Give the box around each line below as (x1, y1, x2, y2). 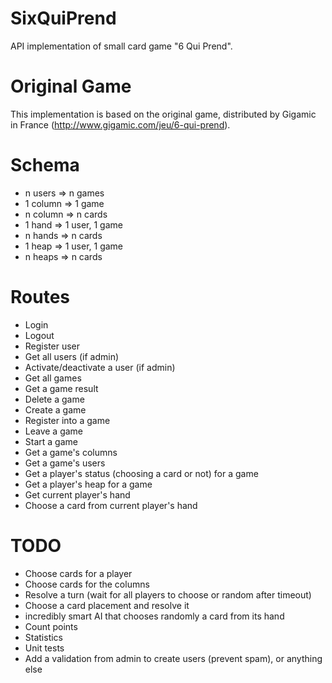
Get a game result (24, 382, 99, 394)
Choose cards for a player (24, 567, 133, 579)
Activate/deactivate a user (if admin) (24, 361, 176, 373)
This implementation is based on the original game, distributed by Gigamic (10, 108, 317, 120)
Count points (24, 620, 78, 632)
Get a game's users (24, 457, 106, 469)
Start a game (24, 435, 78, 447)
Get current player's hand (24, 488, 131, 501)
